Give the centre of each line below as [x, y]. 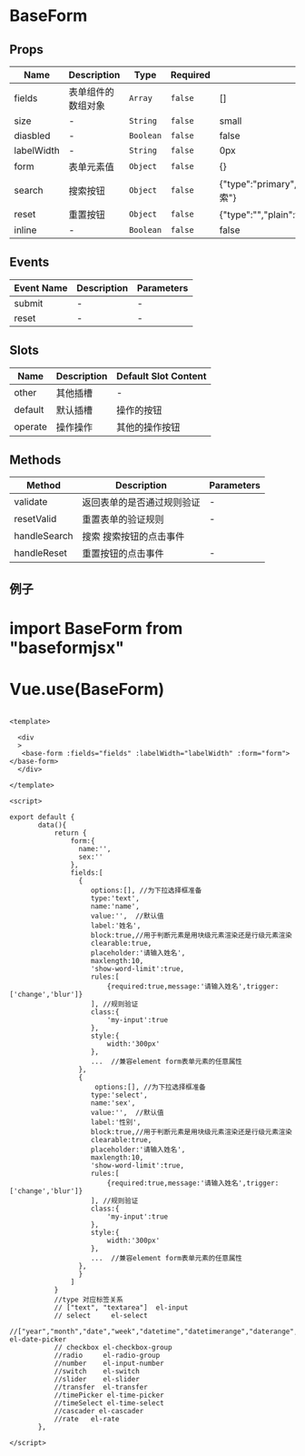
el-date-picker [38, 1339]
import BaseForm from [96, 629]
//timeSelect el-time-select [109, 1403]
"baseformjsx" [67, 648]
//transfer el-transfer [101, 1387]
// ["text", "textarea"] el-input [121, 1307]
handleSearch [44, 536]
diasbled [32, 136]
